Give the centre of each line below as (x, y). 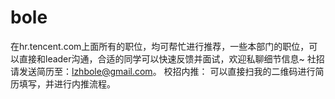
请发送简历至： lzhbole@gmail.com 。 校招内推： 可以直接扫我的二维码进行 (163, 71)
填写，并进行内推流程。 (67, 83)
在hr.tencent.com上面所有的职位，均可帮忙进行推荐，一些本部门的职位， (160, 46)
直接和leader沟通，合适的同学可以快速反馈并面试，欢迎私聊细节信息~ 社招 (171, 58)
